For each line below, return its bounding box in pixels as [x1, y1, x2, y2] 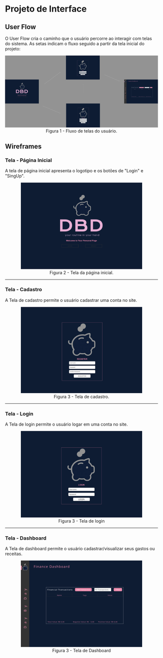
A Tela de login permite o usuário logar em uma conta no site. [5, 421, 128, 428]
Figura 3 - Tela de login [58, 518, 105, 524]
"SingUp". [5, 173, 25, 179]
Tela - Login [5, 411, 33, 417]
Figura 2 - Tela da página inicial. [49, 269, 114, 275]
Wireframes [5, 142, 42, 150]
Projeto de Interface [5, 3, 87, 15]
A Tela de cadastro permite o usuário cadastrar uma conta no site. [5, 297, 137, 303]
